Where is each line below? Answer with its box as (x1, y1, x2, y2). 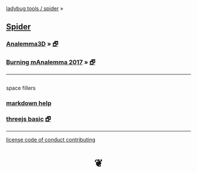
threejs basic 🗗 (6, 115, 51, 123)
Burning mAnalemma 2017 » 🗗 (6, 58, 96, 66)
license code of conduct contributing (6, 136, 96, 143)
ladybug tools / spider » (6, 5, 63, 12)
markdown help (6, 99, 52, 107)
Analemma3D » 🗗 (6, 40, 59, 48)
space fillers (6, 84, 36, 91)
